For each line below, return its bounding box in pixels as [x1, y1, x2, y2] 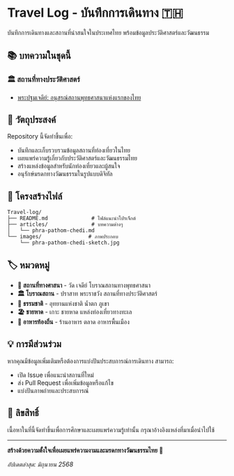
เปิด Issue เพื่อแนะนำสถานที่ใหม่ [17, 371, 94, 379]
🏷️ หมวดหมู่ [7, 259, 50, 271]
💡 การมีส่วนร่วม [7, 338, 61, 350]
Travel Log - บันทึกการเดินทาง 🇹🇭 [7, 5, 183, 21]
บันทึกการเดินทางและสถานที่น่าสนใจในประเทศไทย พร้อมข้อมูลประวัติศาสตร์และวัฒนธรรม [7, 28, 210, 36]
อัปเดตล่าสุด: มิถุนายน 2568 [7, 460, 74, 468]
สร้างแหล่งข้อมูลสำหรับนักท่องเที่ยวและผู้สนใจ [17, 162, 120, 170]
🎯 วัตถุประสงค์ [7, 114, 56, 126]
